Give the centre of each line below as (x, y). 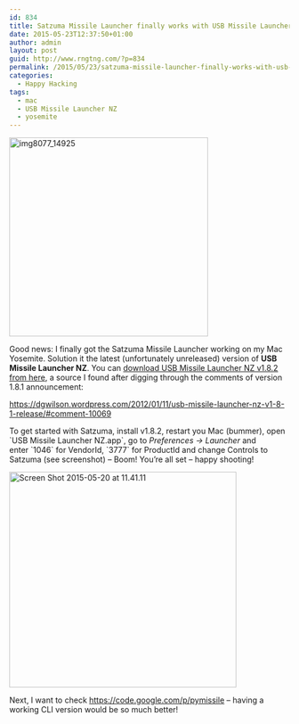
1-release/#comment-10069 (61, 414)
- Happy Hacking (47, 84)
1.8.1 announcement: (47, 387)
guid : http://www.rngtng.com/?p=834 (77, 59)
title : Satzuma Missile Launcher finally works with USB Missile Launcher (151, 26)
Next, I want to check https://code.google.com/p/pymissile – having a (137, 700)
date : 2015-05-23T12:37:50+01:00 (71, 34)
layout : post (33, 51)
